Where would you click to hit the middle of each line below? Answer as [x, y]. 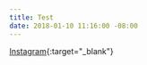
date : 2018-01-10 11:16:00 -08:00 [74, 26]
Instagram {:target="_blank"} [61, 51]
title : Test [31, 17]
